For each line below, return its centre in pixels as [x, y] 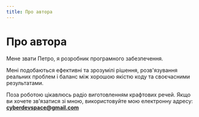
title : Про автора [29, 12]
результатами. [25, 83]
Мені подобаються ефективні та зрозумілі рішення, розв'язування [92, 70]
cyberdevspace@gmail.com [43, 107]
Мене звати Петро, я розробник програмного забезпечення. [85, 58]
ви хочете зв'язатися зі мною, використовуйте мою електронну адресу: [100, 101]
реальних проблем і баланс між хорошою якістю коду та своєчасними [98, 77]
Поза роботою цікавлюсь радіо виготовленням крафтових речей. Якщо [99, 95]
